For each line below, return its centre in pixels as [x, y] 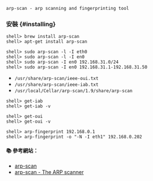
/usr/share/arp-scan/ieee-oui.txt [56, 79]
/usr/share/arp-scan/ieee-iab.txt [56, 85]
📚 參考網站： [22, 150]
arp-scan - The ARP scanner [49, 172]
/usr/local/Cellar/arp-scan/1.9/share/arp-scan [73, 91]
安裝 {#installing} [31, 24]
